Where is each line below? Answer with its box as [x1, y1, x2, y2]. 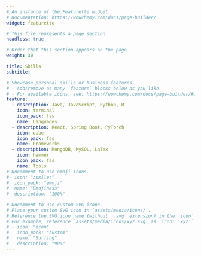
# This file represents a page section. [6, 31, 109, 36]
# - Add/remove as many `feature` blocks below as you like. [6, 85, 162, 92]
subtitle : [6, 69, 31, 75]
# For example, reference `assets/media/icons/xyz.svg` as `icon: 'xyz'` [6, 218, 194, 224]
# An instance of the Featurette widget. [6, 8, 111, 15]
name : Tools [17, 163, 47, 169]
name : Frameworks [17, 141, 60, 147]
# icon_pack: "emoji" [6, 180, 63, 186]
